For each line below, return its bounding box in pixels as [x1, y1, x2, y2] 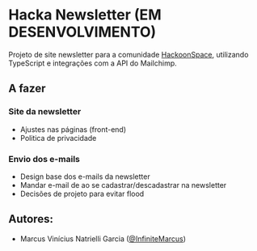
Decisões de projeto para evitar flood [19, 189, 145, 198]
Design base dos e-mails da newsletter [19, 172, 151, 181]
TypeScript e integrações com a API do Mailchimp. [8, 58, 178, 68]
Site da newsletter [8, 106, 82, 117]
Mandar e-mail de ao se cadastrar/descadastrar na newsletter [19, 180, 227, 189]
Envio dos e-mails [8, 153, 81, 164]
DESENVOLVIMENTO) [8, 23, 157, 41]
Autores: [8, 212, 54, 226]
